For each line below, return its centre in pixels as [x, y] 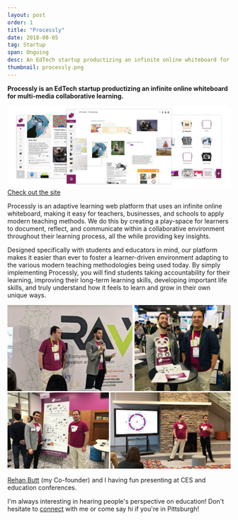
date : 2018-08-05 [33, 38]
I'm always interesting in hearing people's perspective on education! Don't [116, 502]
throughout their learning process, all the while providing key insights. [109, 236]
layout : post [27, 15]
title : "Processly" [36, 30]
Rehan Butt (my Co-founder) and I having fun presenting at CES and [107, 480]
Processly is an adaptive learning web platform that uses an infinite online [115, 206]
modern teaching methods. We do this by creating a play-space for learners [118, 221]
